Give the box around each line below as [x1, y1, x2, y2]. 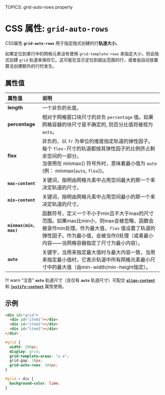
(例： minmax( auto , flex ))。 [42, 167, 107, 174]
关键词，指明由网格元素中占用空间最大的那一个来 [42, 176, 156, 183]
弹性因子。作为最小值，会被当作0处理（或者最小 [42, 232, 154, 239]
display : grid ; [9, 349, 41, 354]
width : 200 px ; [9, 344, 38, 350]
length [7, 104, 23, 111]
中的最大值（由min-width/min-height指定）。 [47, 264, 151, 271]
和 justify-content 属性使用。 [5, 283, 67, 289]
